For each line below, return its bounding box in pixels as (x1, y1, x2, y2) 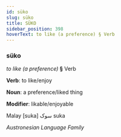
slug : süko (6, 15, 34, 21)
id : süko (6, 8, 28, 15)
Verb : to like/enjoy (6, 77, 53, 84)
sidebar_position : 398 (6, 25, 64, 32)
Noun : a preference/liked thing (6, 89, 83, 96)
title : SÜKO (6, 20, 36, 26)
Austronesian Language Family (6, 124, 85, 131)
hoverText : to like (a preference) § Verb (6, 32, 115, 38)
